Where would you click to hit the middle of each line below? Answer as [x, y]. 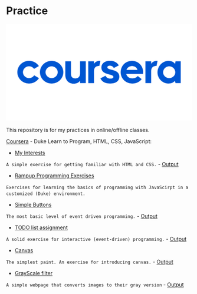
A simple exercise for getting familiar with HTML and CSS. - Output [92, 164]
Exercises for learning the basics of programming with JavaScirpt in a [97, 188]
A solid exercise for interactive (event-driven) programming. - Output [96, 239]
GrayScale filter [34, 273]
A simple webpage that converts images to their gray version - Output [95, 285]
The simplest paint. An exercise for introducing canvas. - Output [90, 262]
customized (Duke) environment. [46, 194]
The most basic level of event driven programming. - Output [82, 216]
